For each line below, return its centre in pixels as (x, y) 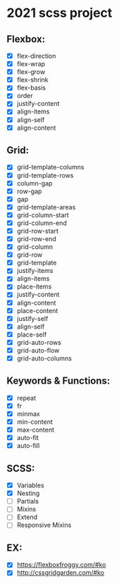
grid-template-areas (46, 207)
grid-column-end (42, 223)
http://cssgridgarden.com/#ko (61, 573)
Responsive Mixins (44, 525)
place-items (34, 286)
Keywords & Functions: (58, 381)
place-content (37, 310)
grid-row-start (38, 231)
